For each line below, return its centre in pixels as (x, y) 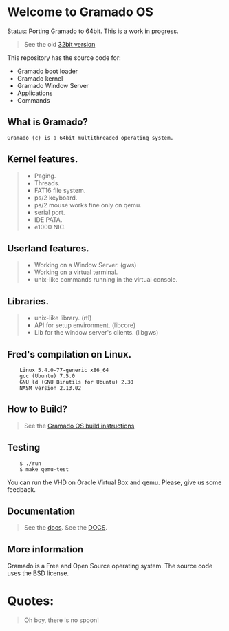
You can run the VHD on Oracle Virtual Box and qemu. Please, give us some (115, 482)
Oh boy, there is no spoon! (62, 620)
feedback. (21, 489)
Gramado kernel (40, 78)
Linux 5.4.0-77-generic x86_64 (64, 370)
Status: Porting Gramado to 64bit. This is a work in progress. (93, 31)
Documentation (41, 511)
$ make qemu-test (44, 469)
